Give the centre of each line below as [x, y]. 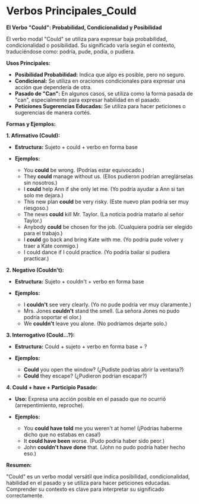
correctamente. [25, 495]
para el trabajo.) [43, 233]
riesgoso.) [36, 208]
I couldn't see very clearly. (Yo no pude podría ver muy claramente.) [108, 304]
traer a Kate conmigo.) [51, 245]
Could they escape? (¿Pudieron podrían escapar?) [85, 376]
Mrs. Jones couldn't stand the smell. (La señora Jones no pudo [102, 311]
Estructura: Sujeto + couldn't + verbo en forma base [79, 281]
